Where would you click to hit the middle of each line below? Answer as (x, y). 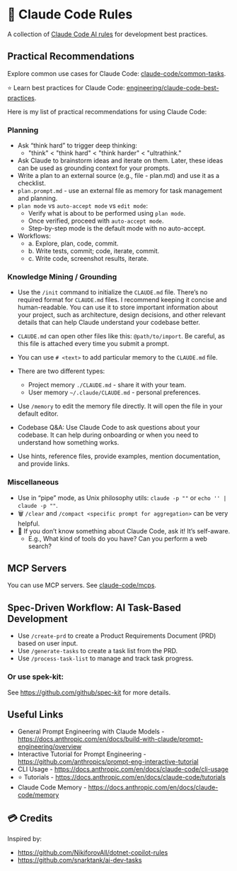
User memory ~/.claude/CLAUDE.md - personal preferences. (114, 392)
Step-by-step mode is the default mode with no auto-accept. (117, 228)
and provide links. (44, 464)
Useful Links (35, 715)
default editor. (38, 414)
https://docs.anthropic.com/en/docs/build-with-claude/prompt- (110, 739)
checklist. (31, 183)
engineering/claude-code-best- (173, 87)
